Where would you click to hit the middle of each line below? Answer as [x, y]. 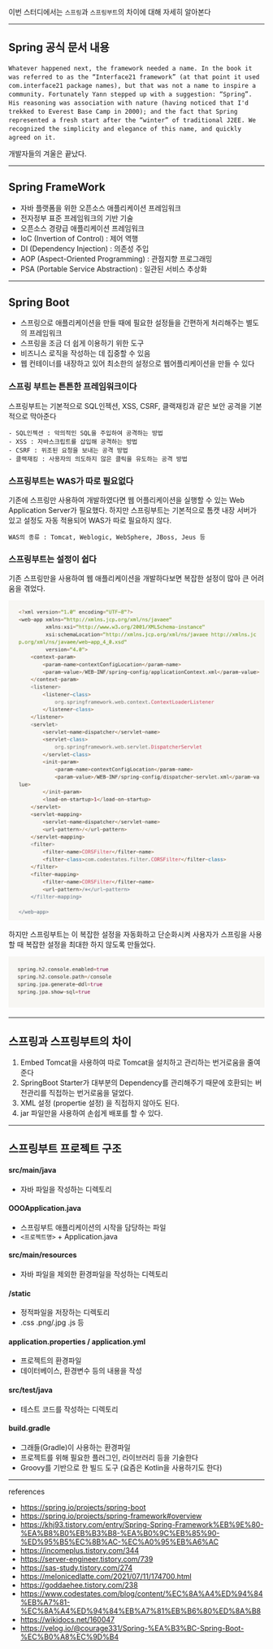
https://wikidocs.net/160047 [67, 1619]
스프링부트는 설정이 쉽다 [53, 559]
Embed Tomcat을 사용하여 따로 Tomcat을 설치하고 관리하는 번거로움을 [133, 1062]
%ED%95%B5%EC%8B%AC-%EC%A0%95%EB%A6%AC [119, 1542]
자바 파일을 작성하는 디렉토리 [66, 1189]
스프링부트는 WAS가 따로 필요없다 [71, 480]
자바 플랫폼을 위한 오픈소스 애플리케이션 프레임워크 [100, 208]
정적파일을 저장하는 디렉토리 [65, 1313]
